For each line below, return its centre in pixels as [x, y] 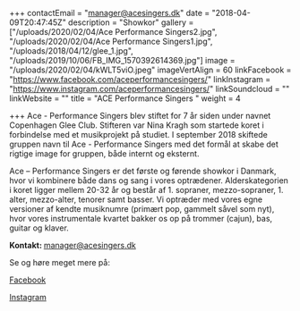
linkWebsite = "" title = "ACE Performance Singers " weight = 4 [125, 98]
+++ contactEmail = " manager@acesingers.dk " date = [110, 13]
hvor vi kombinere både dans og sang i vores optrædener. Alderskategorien [149, 181]
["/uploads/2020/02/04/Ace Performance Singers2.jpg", [113, 32]
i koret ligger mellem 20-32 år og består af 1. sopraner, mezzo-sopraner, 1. [146, 190]
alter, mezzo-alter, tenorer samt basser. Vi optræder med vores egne [136, 199]
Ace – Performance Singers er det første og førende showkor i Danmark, [143, 171]
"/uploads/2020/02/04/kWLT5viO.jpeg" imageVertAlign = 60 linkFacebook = [150, 70]
